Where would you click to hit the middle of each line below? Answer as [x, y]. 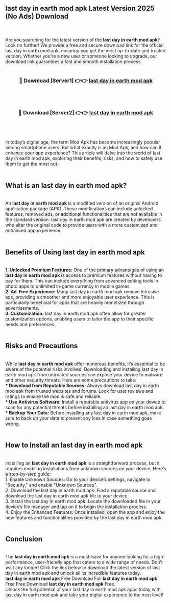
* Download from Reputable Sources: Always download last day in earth [82, 385]
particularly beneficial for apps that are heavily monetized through [75, 303]
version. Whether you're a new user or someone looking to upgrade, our [81, 56]
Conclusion [24, 539]
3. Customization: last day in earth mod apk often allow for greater [76, 314]
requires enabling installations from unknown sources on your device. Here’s [86, 468]
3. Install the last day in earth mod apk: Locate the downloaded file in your [83, 501]
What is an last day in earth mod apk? [66, 185]
